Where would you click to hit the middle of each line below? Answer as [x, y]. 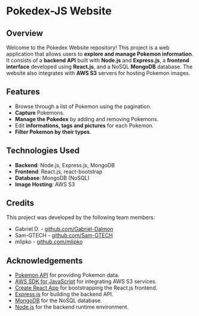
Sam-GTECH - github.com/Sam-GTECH [64, 236]
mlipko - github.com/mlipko [49, 242]
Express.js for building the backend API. [64, 294]
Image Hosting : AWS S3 [45, 184]
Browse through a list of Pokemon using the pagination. [83, 106]
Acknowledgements [45, 261]
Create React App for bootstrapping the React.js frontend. [86, 288]
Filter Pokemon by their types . [53, 132]
